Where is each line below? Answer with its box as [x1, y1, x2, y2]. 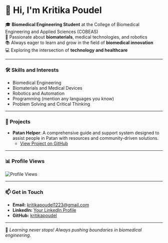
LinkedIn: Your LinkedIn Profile [12, 207, 76, 213]
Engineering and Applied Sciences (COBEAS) [5, 29, 98, 35]
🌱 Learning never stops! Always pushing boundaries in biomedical [5, 227, 142, 233]
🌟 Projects [5, 118, 31, 125]
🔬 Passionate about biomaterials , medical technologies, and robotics [5, 34, 147, 40]
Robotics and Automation [12, 90, 65, 97]
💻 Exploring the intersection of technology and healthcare [5, 47, 128, 53]
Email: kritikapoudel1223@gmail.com [12, 202, 89, 208]
